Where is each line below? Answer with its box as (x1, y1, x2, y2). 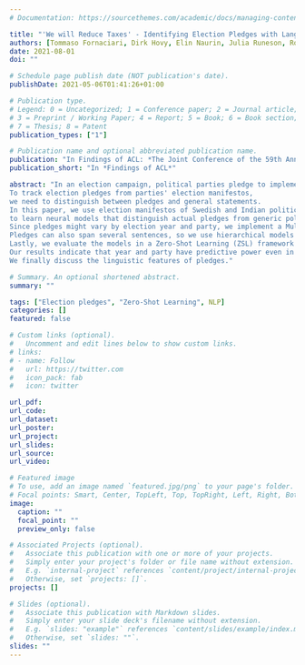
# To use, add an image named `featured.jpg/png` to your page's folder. (9, 482, 295, 491)
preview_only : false (17, 524, 95, 533)
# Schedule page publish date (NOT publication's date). (9, 72, 230, 81)
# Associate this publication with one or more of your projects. (9, 549, 274, 559)
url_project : (9, 431, 59, 441)
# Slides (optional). (9, 600, 92, 609)
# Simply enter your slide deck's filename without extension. (9, 616, 261, 626)
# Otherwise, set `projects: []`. (9, 574, 148, 583)
